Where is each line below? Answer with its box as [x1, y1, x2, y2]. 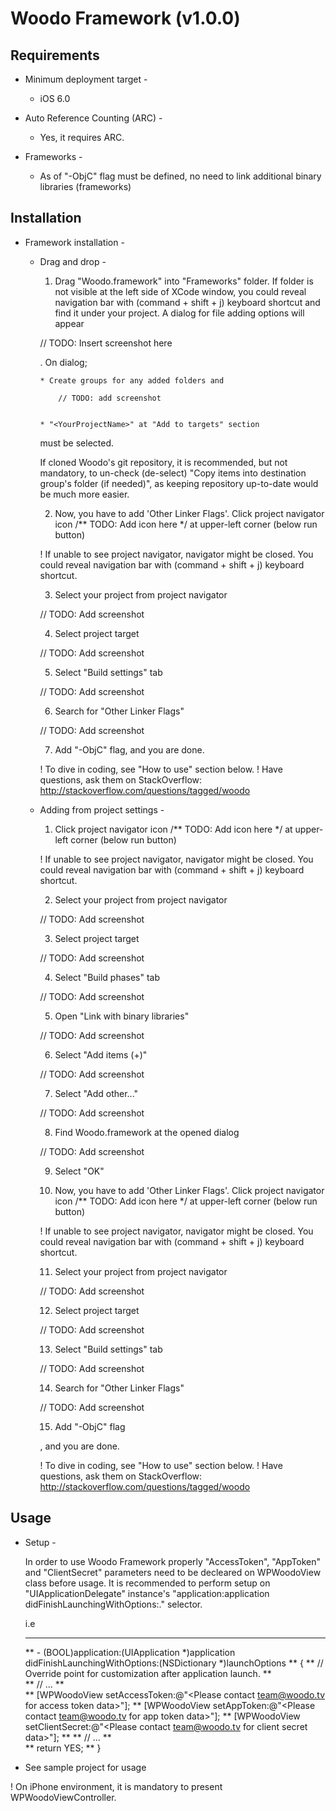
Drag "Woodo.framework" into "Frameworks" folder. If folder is [54, 275, 314, 287]
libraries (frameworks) [39, 181, 132, 192]
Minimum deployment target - [24, 73, 148, 85]
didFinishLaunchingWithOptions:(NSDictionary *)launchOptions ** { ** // [24, 1657, 324, 1669]
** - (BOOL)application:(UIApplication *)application [24, 1646, 236, 1658]
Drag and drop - [39, 255, 107, 267]
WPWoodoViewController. [10, 1791, 117, 1803]
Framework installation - [24, 236, 125, 248]
